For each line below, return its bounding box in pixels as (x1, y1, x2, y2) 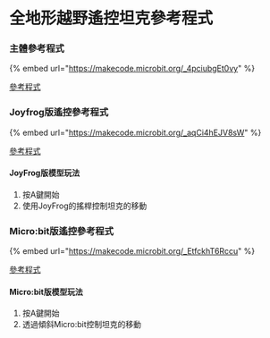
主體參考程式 (9, 42, 65, 55)
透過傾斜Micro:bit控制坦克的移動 (21, 319, 141, 330)
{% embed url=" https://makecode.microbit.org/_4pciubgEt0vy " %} (9, 63, 256, 74)
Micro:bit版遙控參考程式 (9, 224, 114, 237)
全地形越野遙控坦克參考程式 (9, 8, 214, 29)
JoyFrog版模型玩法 (9, 167, 80, 179)
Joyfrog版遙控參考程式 (9, 106, 109, 119)
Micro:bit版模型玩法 (9, 286, 83, 297)
